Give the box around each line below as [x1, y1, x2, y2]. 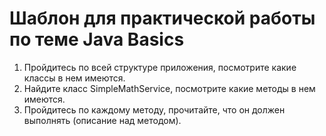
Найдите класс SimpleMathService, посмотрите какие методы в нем [23, 82, 316, 94]
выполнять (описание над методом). [23, 114, 182, 126]
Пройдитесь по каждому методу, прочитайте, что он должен [23, 103, 286, 116]
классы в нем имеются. [23, 72, 126, 84]
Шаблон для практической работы [9, 7, 316, 30]
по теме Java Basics [9, 28, 185, 51]
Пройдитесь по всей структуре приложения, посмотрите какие [23, 61, 297, 73]
